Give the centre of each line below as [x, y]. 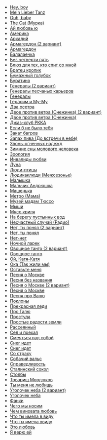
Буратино [20, 80]
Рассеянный [23, 327]
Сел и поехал [24, 332]
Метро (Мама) [25, 196]
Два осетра [22, 107]
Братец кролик [25, 70]
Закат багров [24, 133]
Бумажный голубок [30, 75]
